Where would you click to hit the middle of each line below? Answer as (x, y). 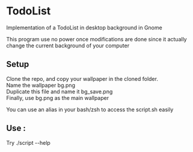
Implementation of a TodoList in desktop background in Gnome (84, 28)
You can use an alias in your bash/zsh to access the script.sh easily (90, 110)
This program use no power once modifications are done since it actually (97, 39)
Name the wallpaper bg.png (41, 85)
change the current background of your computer (68, 45)
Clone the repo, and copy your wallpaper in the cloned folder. (82, 78)
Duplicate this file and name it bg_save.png (60, 92)
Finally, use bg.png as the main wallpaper (58, 98)
